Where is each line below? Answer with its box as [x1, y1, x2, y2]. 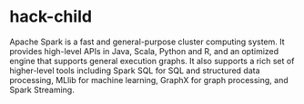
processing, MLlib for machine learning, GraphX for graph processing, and [9, 74, 289, 85]
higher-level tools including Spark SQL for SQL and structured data [9, 65, 261, 76]
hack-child [9, 6, 93, 27]
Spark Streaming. [9, 84, 75, 95]
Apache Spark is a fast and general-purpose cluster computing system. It [9, 36, 285, 47]
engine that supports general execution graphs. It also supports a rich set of [9, 55, 295, 66]
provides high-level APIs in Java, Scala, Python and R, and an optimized [9, 45, 279, 56]
